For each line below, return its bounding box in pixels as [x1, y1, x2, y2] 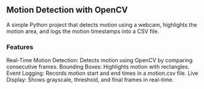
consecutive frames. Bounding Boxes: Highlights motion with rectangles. [6, 63, 190, 71]
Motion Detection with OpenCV [6, 5, 128, 15]
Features [6, 43, 34, 51]
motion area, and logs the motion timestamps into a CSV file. [6, 27, 159, 35]
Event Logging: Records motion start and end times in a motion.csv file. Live [6, 69, 198, 77]
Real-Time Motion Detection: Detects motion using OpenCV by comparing [6, 57, 193, 64]
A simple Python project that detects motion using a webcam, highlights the [6, 21, 197, 28]
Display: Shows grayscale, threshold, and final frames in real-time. [6, 76, 174, 84]
